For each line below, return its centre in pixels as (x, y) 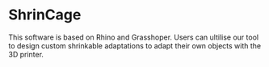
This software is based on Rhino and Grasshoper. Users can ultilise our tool (134, 37)
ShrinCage (45, 15)
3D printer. (26, 54)
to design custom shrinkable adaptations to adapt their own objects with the (135, 45)
